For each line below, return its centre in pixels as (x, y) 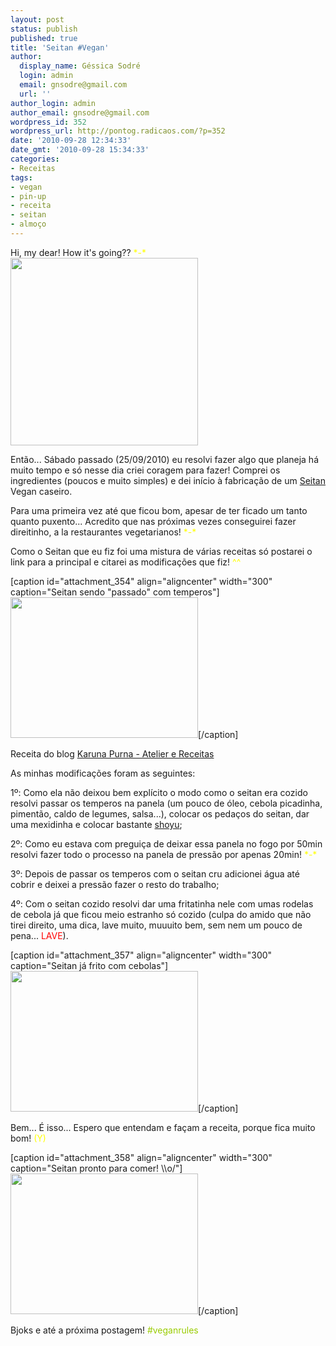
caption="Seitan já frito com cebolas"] (89, 965)
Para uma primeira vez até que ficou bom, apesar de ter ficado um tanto (159, 510)
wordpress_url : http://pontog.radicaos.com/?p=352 (118, 131)
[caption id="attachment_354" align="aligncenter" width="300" (141, 581)
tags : (21, 177)
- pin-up (28, 196)
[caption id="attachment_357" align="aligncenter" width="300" (141, 955)
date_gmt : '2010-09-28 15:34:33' (80, 150)
